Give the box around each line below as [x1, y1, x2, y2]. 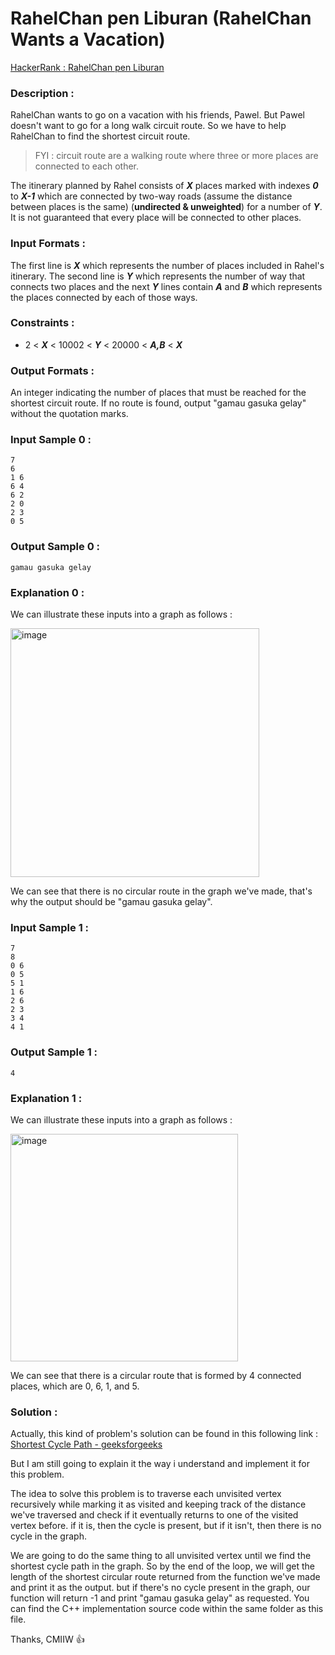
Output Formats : [10, 363, 95, 377]
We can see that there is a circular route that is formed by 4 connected [10, 1369, 302, 1381]
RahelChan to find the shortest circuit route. [10, 130, 191, 142]
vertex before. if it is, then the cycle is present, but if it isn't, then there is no [10, 1520, 322, 1532]
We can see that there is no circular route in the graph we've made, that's [10, 885, 313, 897]
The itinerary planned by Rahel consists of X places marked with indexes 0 [10, 180, 319, 192]
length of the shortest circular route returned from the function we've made [10, 1571, 321, 1583]
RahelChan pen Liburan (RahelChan [10, 7, 312, 30]
